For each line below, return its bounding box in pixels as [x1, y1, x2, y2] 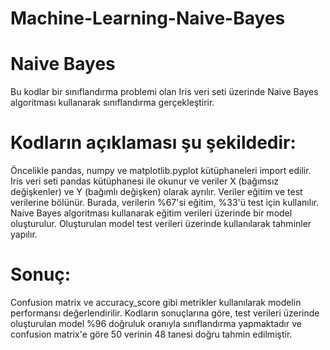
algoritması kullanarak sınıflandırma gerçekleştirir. [10, 97, 215, 109]
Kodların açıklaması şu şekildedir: [10, 132, 297, 154]
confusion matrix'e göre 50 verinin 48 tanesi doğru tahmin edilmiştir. [10, 328, 293, 340]
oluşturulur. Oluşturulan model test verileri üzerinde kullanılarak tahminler [10, 218, 312, 230]
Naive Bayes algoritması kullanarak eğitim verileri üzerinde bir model [10, 207, 293, 219]
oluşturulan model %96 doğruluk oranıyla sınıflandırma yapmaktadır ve [10, 318, 302, 329]
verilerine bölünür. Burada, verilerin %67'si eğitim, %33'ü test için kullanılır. [10, 197, 319, 209]
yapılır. [10, 228, 38, 241]
